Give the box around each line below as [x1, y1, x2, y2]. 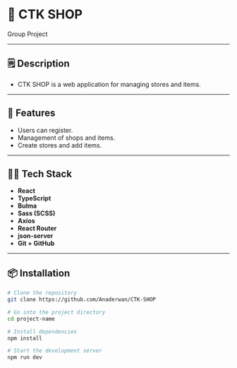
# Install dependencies [7, 328, 78, 335]
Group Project [7, 30, 48, 38]
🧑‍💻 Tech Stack [7, 167, 73, 179]
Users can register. [17, 126, 73, 134]
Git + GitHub [17, 239, 55, 248]
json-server [17, 232, 54, 240]
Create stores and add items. [17, 141, 102, 149]
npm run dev [7, 354, 42, 361]
